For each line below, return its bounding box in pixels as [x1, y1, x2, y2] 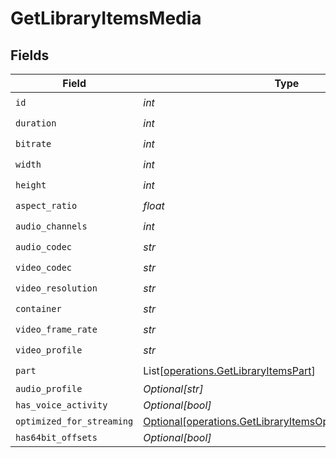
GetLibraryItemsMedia [10, 7, 202, 30]
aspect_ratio [15, 200, 78, 211]
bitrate [15, 138, 52, 149]
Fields [10, 47, 50, 64]
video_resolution [15, 282, 98, 294]
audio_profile [15, 383, 83, 394]
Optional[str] [143, 382, 204, 396]
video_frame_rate [15, 323, 98, 335]
